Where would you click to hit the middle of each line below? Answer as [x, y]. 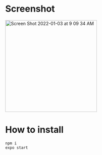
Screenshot [30, 9]
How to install [35, 130]
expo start [17, 147]
